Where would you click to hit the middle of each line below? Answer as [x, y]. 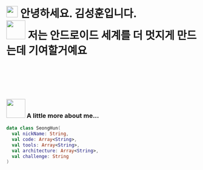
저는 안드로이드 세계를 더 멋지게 [101, 36]
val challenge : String [40, 156]
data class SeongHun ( [34, 128]
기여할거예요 [58, 51]
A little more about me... [63, 116]
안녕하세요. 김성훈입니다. [79, 14]
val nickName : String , [40, 134]
